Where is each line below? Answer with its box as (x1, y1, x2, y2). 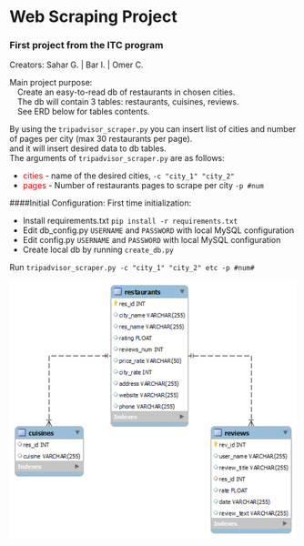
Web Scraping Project (9, 6, 177, 27)
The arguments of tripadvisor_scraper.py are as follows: (9, 153, 225, 164)
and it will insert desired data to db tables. (9, 143, 167, 154)
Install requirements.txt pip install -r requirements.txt (22, 216, 238, 227)
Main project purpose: (9, 77, 93, 88)
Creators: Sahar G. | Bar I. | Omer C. (9, 59, 144, 70)
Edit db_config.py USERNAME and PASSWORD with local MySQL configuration (22, 225, 295, 236)
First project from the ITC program (9, 39, 164, 52)
